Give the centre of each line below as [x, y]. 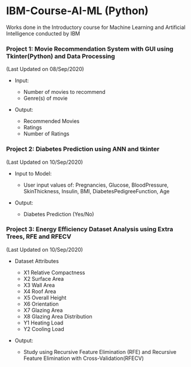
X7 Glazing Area [43, 310]
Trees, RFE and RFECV [39, 236]
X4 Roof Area [40, 291]
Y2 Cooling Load [44, 329]
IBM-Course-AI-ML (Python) [78, 11]
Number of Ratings [46, 134]
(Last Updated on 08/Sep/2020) [45, 69]
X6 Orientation [41, 304]
